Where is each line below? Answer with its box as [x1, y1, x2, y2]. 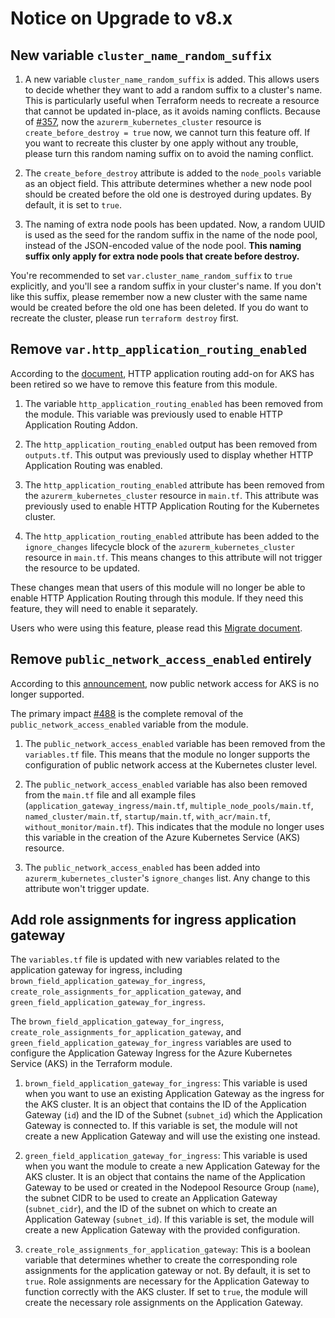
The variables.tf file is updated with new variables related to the [10, 953, 280, 966]
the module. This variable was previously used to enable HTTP [24, 408, 283, 420]
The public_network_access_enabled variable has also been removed [24, 778, 308, 790]
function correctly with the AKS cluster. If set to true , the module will [24, 1286, 308, 1298]
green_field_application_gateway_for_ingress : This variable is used [24, 1150, 308, 1162]
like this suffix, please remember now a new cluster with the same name [10, 291, 308, 302]
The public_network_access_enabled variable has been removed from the [24, 737, 326, 749]
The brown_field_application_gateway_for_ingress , [10, 1015, 225, 1027]
